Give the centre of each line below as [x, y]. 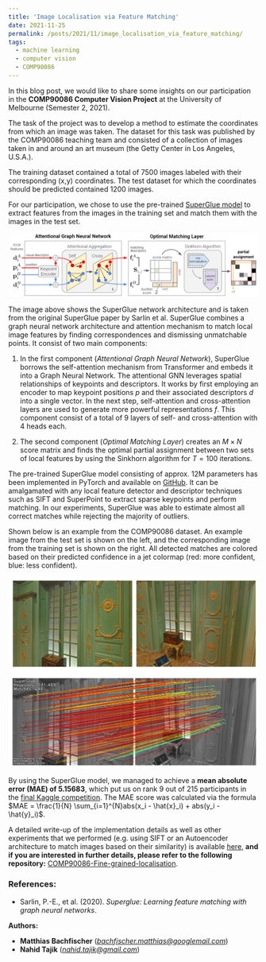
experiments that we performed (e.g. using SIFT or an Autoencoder [118, 838]
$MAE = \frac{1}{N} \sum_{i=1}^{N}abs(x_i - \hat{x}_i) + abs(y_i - [114, 806]
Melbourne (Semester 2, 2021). [59, 107]
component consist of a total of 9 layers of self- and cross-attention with [139, 417]
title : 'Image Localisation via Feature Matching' [94, 17]
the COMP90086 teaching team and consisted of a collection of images [125, 140]
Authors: [23, 925]
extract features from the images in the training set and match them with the [133, 213]
